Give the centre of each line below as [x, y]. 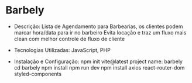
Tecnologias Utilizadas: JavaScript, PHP [62, 50]
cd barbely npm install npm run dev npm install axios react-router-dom [99, 67]
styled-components [38, 74]
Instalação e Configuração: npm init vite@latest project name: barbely [98, 61]
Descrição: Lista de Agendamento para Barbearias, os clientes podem [98, 26]
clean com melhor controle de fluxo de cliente [69, 39]
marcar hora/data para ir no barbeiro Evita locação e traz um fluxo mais [100, 32]
